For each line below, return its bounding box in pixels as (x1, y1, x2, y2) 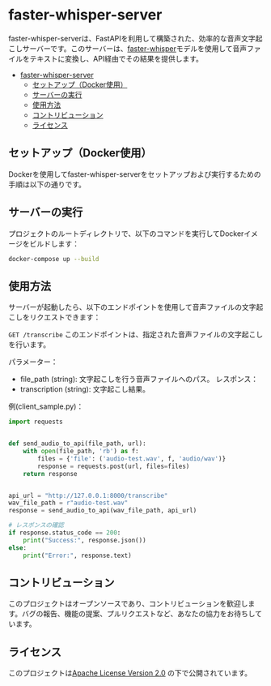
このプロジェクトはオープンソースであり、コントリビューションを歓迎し (8, 598, 248, 609)
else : (8, 543, 27, 552)
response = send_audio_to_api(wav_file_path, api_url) (8, 507, 197, 515)
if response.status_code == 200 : (8, 529, 121, 537)
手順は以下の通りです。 (8, 179, 87, 189)
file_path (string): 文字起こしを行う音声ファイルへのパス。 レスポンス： (19, 375, 259, 384)
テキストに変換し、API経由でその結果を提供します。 (29, 54, 204, 63)
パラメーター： (8, 357, 58, 367)
